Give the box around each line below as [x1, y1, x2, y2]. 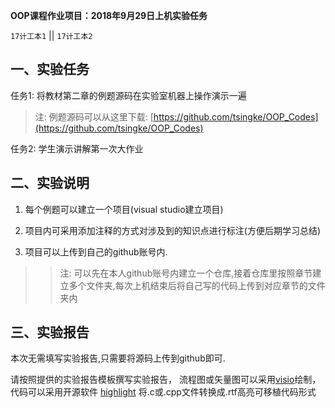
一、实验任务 [10, 61, 90, 78]
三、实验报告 [10, 324, 90, 341]
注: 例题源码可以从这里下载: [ [34, 110, 154, 123]
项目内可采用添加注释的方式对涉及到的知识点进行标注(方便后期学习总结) [24, 224, 322, 236]
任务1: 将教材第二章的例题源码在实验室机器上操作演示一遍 [10, 89, 247, 101]
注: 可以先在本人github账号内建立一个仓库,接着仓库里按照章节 [59, 267, 313, 279]
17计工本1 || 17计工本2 [10, 30, 93, 41]
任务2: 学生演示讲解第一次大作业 [10, 142, 144, 154]
